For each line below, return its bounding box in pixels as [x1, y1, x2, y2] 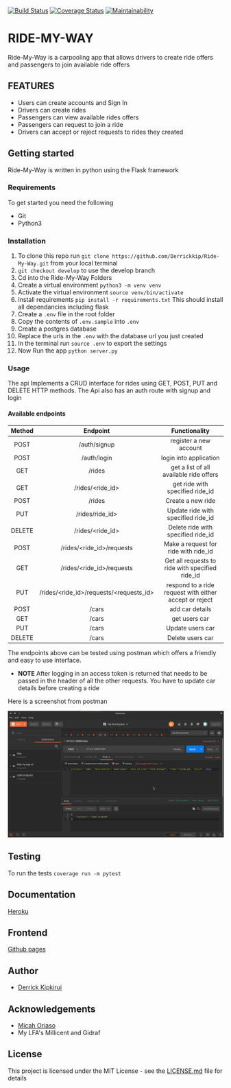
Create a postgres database [17, 324, 97, 333]
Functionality [171, 427, 210, 435]
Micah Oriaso [17, 1021, 56, 1030]
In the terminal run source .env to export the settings [17, 340, 167, 348]
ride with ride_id [167, 547, 213, 556]
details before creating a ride [17, 684, 100, 692]
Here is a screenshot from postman [8, 697, 108, 706]
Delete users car [167, 633, 214, 641]
